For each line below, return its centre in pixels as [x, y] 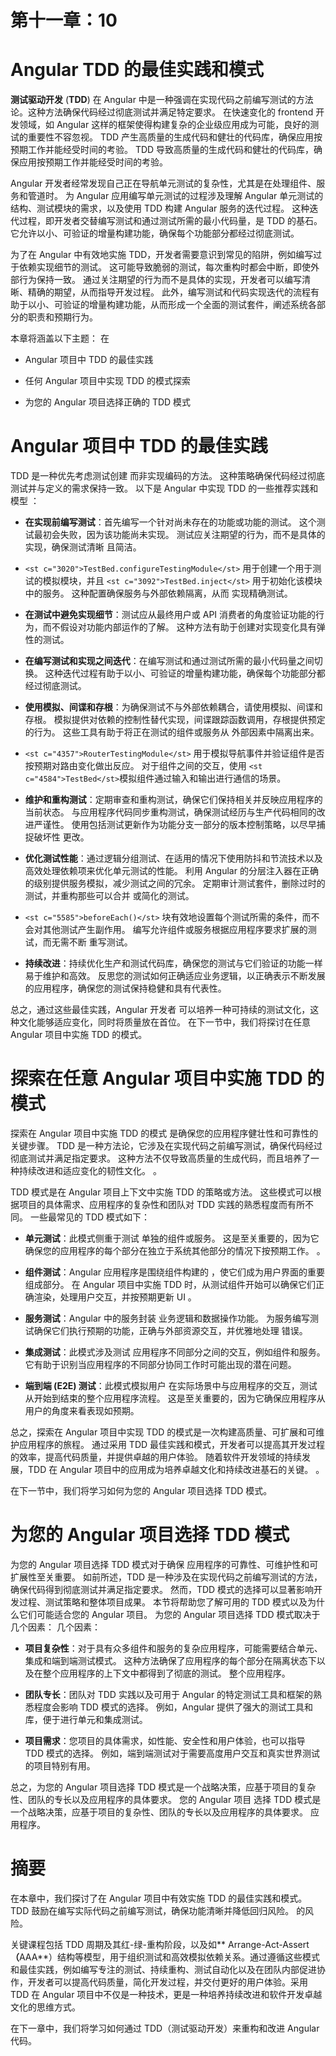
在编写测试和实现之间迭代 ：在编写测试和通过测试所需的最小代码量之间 [169, 661]
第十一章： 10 [64, 20]
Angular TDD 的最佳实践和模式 [137, 70]
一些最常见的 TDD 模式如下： [90, 1217]
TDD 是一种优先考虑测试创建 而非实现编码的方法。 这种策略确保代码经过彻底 [168, 476]
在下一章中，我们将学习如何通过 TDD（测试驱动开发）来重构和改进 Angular [165, 2028]
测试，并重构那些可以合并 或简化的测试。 [109, 896]
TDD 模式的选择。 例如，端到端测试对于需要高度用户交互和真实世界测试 [172, 1753]
